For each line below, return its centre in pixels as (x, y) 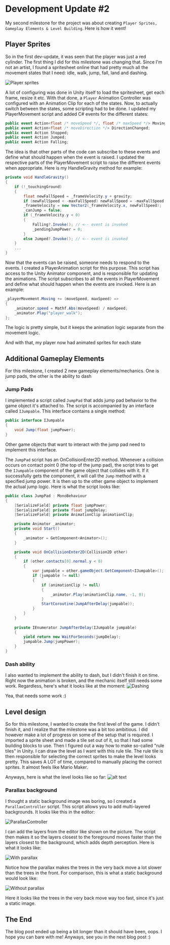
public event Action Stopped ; (37, 133)
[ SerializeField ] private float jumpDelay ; (61, 510)
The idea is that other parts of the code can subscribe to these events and (83, 152)
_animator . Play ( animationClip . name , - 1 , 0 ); (98, 595)
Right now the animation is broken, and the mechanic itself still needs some (84, 680)
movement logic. (23, 333)
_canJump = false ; (43, 210)
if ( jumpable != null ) (56, 576)
